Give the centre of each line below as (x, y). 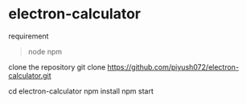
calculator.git (30, 75)
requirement (29, 36)
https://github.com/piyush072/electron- (173, 67)
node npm (45, 51)
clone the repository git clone (57, 67)
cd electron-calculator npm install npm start (81, 91)
